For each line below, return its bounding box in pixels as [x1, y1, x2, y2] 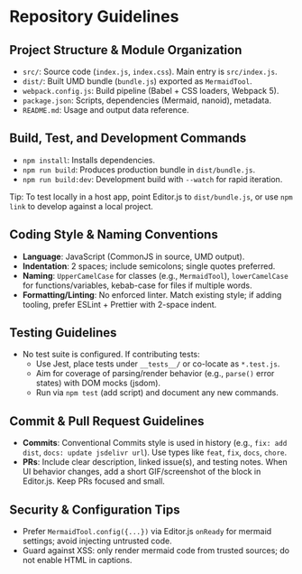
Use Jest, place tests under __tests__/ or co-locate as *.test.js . [35, 358, 280, 369]
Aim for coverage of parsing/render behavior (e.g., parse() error [35, 368, 275, 379]
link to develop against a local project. [9, 200, 153, 211]
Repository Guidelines [9, 6, 179, 27]
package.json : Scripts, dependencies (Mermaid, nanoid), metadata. [22, 95, 272, 106]
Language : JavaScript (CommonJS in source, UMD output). [22, 251, 245, 262]
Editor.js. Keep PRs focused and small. [22, 476, 165, 486]
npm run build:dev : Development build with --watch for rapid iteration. [22, 173, 283, 184]
